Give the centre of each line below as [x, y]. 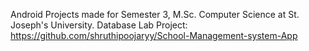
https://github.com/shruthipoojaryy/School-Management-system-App [154, 35]
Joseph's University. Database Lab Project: [99, 25]
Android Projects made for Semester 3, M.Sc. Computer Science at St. [155, 14]
